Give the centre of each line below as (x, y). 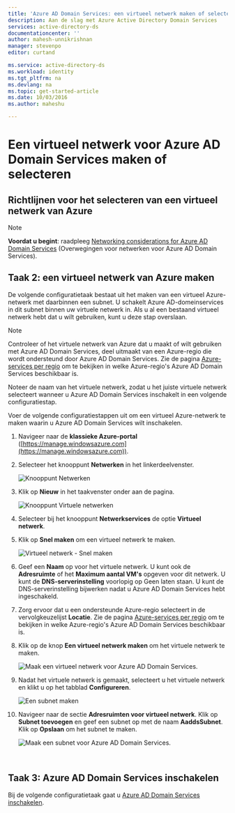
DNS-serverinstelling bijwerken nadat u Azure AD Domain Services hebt (121, 588)
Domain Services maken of (88, 159)
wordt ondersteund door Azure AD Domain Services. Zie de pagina (104, 358)
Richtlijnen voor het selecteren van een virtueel (113, 200)
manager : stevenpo (35, 46)
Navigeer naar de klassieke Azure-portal (78, 436)
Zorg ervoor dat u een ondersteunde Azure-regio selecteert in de (112, 609)
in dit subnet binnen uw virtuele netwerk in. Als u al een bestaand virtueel (113, 309)
